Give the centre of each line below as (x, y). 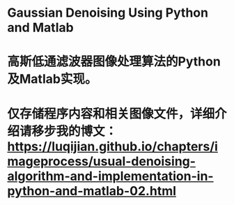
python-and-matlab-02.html (92, 191)
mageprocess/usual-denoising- (102, 161)
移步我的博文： (75, 131)
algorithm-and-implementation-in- (110, 176)
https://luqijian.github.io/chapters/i (112, 146)
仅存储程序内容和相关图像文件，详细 (111, 114)
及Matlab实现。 (52, 79)
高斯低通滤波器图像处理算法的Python (114, 62)
